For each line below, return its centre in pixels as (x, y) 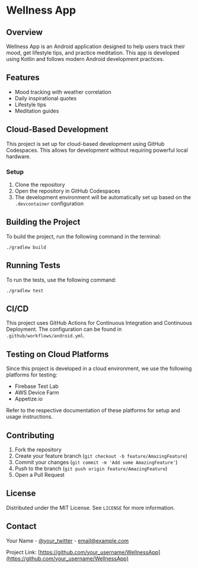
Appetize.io (29, 399)
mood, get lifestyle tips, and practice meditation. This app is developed (93, 53)
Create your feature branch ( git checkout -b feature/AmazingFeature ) (101, 456)
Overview (25, 32)
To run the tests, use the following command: (61, 280)
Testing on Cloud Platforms (58, 354)
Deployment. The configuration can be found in (64, 329)
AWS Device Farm (37, 393)
